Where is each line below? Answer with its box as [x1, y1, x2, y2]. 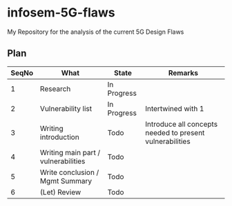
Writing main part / [40, 147, 101, 157]
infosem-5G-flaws [7, 5, 115, 21]
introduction [40, 132, 79, 142]
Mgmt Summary [40, 176, 92, 185]
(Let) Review [40, 187, 81, 197]
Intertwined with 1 [144, 103, 204, 113]
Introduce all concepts [144, 119, 218, 129]
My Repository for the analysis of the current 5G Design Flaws [7, 28, 184, 36]
